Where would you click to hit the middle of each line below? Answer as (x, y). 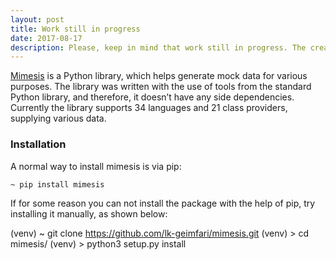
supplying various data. (58, 118)
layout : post (37, 19)
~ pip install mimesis (57, 184)
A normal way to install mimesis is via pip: (96, 166)
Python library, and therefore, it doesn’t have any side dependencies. (152, 97)
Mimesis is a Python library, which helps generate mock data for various (159, 76)
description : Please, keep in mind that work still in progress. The (158, 47)
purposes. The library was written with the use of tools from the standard (161, 87)
